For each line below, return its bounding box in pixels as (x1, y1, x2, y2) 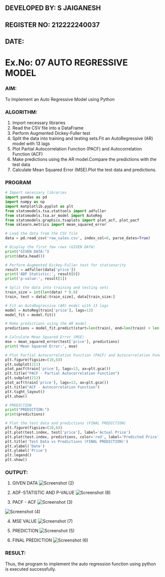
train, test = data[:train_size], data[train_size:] (5, 294, 115, 299)
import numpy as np (5, 199, 45, 204)
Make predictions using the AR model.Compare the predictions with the (12, 156, 157, 162)
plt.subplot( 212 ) (5, 376, 41, 381)
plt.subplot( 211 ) (5, 362, 41, 367)
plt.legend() (5, 453, 32, 458)
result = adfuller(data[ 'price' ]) (5, 267, 76, 272)
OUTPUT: (5, 469, 28, 476)
